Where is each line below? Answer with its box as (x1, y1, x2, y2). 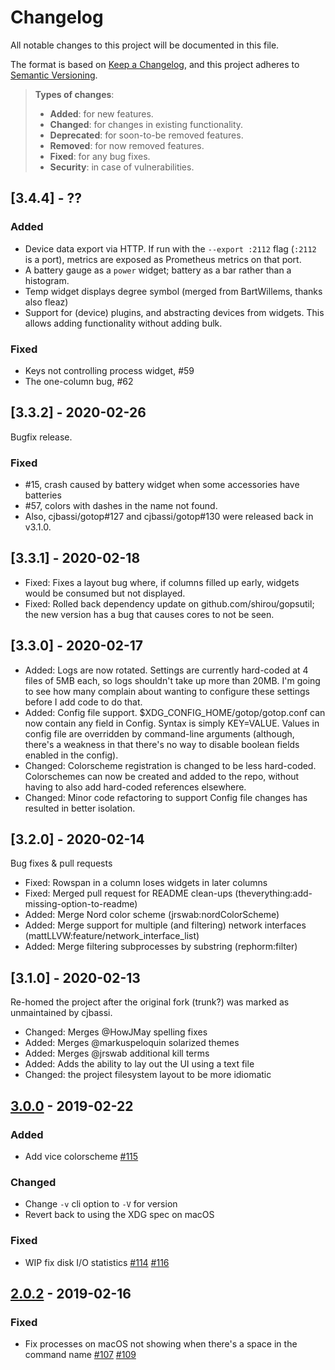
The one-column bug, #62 (24, 375, 134, 387)
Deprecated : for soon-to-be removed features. (49, 129, 244, 141)
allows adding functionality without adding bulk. (24, 317, 223, 329)
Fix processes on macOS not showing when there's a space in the (24, 1338, 298, 1350)
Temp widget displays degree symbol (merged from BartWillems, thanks (24, 285, 323, 297)
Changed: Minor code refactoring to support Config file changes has (24, 791, 308, 803)
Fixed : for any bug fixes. (49, 150, 151, 162)
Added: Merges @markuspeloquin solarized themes (24, 1037, 240, 1049)
